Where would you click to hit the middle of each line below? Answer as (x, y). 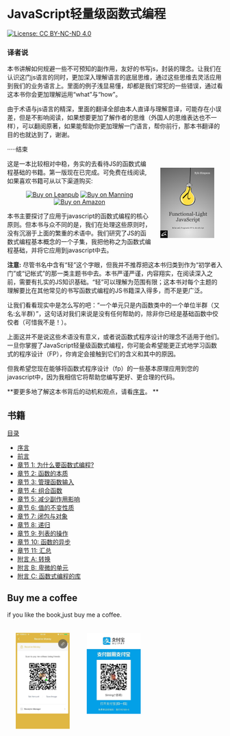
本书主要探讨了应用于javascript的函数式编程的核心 (78, 216)
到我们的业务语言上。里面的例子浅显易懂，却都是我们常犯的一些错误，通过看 (115, 86)
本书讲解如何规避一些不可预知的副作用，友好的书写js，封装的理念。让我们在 (114, 69)
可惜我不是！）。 (48, 322)
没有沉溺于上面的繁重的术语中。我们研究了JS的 (74, 233)
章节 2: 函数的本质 (42, 474)
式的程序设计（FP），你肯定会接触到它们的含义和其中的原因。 (93, 354)
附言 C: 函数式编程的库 (49, 576)
